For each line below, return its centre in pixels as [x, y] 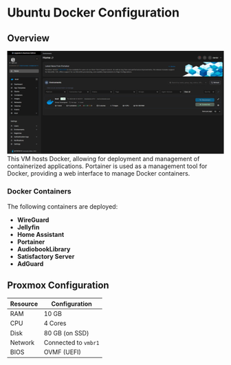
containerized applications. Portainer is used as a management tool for [107, 166]
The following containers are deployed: [63, 206]
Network [22, 342]
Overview [29, 38]
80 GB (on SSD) [66, 333]
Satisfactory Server [46, 256]
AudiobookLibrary [44, 249]
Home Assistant [41, 234]
